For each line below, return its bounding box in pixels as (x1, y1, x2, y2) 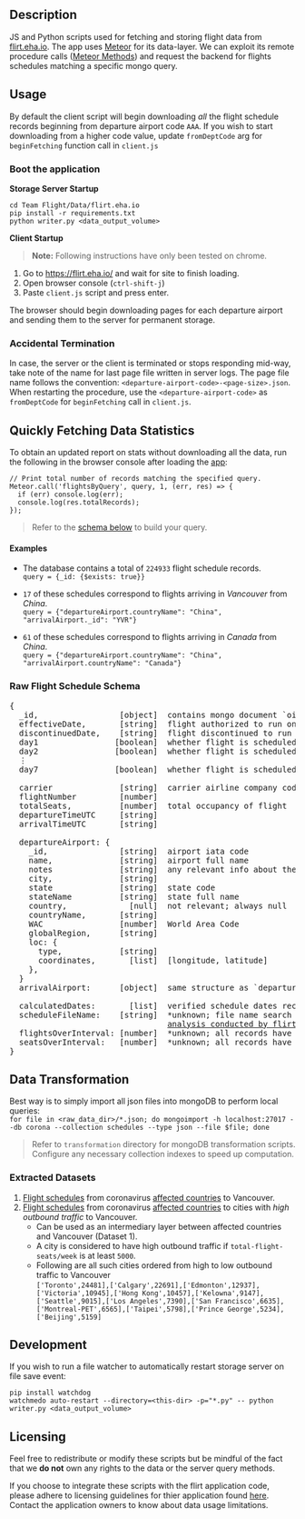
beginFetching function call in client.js (9, 140, 159, 151)
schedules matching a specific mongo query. (9, 60, 179, 71)
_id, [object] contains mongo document (18, 709, 279, 720)
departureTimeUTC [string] (18, 809, 159, 820)
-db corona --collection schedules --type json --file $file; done (9, 1123, 271, 1133)
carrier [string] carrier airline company (18, 782, 279, 793)
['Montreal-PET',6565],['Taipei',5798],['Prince (35, 1304, 224, 1314)
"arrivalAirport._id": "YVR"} (22, 615, 138, 625)
